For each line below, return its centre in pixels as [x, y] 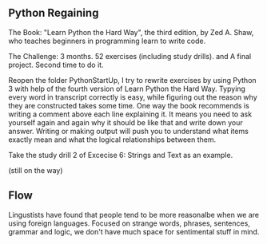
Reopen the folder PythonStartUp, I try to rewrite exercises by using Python [133, 80]
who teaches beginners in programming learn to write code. [107, 41]
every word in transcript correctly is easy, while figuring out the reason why [133, 97]
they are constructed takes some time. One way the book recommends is [129, 105]
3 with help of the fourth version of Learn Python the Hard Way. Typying [127, 89]
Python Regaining [54, 13]
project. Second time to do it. [56, 65]
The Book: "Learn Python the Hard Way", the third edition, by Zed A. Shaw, [131, 32]
